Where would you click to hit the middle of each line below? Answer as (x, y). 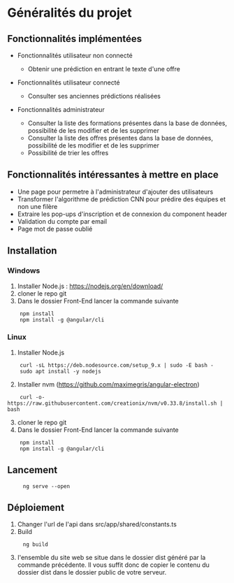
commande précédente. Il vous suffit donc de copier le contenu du (113, 565)
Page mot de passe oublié (55, 229)
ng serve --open (46, 486)
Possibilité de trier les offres (68, 153)
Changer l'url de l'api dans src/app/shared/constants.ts (97, 524)
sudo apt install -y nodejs (60, 371)
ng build (36, 545)
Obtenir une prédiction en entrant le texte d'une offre (104, 69)
